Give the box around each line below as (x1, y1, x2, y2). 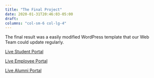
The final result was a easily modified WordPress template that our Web (5, 34, 150, 40)
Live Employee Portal (5, 58, 48, 64)
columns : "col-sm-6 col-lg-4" (5, 20, 67, 26)
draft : (5, 16, 19, 21)
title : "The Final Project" (5, 7, 63, 12)
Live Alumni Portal (5, 68, 42, 74)
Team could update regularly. (5, 39, 65, 45)
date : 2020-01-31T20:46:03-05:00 (5, 12, 73, 17)
